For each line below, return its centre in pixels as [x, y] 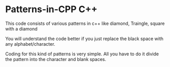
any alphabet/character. [30, 44]
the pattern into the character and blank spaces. [56, 59]
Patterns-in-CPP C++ [51, 9]
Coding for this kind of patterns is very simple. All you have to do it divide [82, 54]
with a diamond [21, 28]
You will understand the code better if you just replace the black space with [84, 39]
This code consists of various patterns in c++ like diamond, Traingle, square [85, 23]
